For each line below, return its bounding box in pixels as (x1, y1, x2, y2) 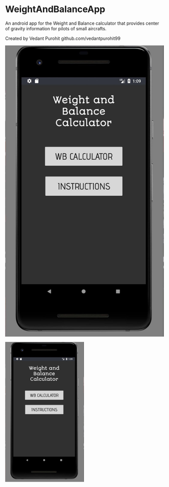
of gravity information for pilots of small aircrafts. (5, 25, 107, 31)
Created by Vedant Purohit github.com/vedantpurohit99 (5, 35, 121, 41)
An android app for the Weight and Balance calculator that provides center (5, 20, 159, 26)
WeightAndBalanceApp (5, 4, 106, 15)
